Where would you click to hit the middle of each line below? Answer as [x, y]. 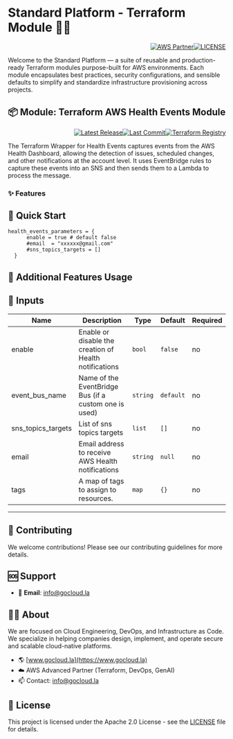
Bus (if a [92, 395]
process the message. [39, 175]
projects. [20, 89]
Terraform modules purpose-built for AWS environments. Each [115, 67]
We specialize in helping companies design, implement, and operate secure [115, 638]
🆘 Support [32, 576]
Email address [101, 444]
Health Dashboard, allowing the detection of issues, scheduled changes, [111, 153]
